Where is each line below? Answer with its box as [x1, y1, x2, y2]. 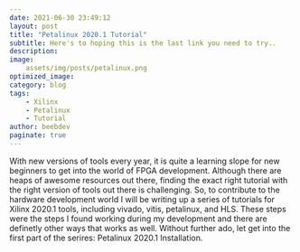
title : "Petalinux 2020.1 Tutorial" [9, 30, 147, 39]
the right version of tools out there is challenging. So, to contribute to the [9, 184, 280, 195]
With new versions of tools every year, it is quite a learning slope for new [9, 155, 280, 166]
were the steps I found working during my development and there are [9, 213, 268, 224]
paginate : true [9, 131, 67, 140]
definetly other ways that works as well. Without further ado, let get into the [9, 222, 291, 233]
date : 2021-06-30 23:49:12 [9, 13, 111, 23]
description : [9, 47, 59, 56]
